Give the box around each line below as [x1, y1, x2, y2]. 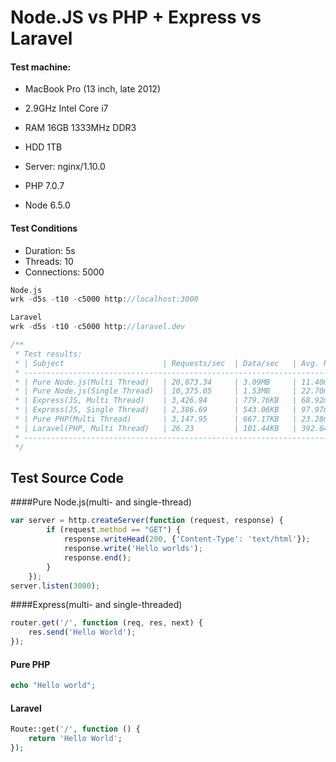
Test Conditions [10, 222, 78, 234]
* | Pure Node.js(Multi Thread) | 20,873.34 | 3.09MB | [14, 377, 298, 387]
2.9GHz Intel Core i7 [24, 102, 109, 115]
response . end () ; [63, 552, 132, 563]
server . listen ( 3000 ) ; [10, 581, 101, 591]
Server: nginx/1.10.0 [24, 161, 106, 173]
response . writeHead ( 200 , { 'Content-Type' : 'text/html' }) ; [63, 534, 311, 545]
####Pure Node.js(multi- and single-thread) [10, 496, 192, 508]
